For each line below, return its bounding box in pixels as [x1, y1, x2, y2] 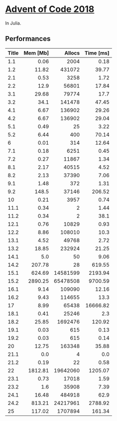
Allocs [64, 49, 80, 56]
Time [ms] [84, 49, 110, 56]
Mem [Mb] [23, 49, 49, 56]
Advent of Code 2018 [5, 4, 95, 15]
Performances [5, 35, 51, 43]
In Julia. [5, 20, 21, 26]
